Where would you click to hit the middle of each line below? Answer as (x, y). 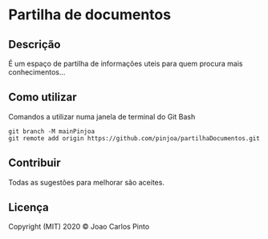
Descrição (35, 45)
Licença (29, 207)
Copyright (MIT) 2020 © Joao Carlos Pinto (79, 227)
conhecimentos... (37, 72)
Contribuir (35, 163)
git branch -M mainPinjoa (51, 131)
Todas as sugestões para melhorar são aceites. (86, 182)
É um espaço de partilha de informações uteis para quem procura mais (126, 63)
